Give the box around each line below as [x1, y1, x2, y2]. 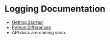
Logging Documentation [4, 3, 106, 14]
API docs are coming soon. [11, 29, 67, 35]
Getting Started [11, 19, 43, 25]
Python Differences [11, 24, 51, 30]
